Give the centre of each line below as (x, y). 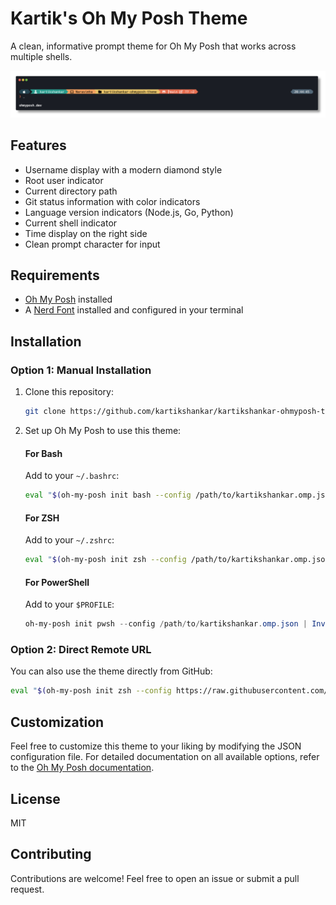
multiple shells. (41, 56)
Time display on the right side (86, 233)
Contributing (51, 854)
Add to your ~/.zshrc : (69, 540)
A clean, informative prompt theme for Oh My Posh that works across (153, 46)
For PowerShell (57, 582)
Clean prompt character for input (92, 244)
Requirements (55, 275)
